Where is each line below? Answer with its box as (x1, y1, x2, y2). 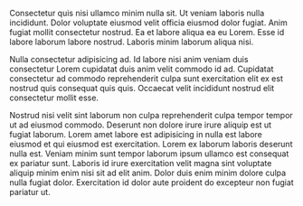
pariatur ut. (9, 187, 52, 197)
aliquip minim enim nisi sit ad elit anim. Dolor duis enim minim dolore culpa (9, 167, 287, 178)
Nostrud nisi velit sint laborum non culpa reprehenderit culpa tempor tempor (9, 110, 294, 120)
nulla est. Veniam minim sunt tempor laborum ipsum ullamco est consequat (9, 148, 289, 159)
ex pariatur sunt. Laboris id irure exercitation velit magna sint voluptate (9, 158, 272, 168)
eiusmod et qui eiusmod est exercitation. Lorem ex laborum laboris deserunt (9, 139, 293, 149)
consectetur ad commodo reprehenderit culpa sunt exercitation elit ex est (9, 73, 283, 84)
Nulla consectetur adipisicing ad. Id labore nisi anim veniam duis (9, 54, 249, 64)
